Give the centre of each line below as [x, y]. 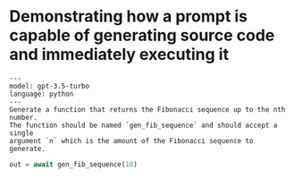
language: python [42, 94]
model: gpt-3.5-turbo [50, 86]
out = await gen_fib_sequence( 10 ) [74, 164]
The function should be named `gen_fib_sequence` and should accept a [143, 125]
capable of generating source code [142, 35]
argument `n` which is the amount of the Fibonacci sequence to [131, 140]
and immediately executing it [119, 55]
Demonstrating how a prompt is [129, 17]
